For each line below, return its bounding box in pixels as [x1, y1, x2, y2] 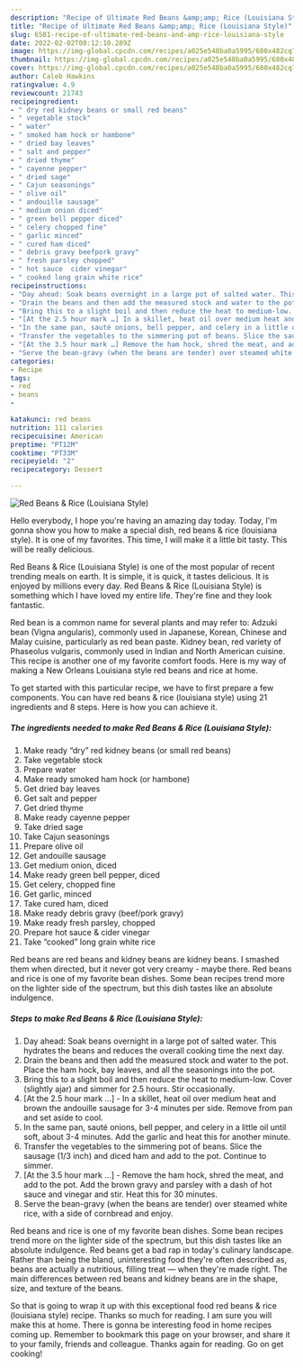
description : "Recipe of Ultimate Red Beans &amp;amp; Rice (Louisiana [10, 13, 284, 23]
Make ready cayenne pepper [22, 812, 130, 823]
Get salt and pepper [22, 792, 98, 803]
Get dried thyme [22, 802, 84, 813]
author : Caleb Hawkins [10, 72, 95, 81]
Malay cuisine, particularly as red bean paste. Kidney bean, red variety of [10, 636, 281, 647]
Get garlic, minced [22, 889, 93, 899]
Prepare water [22, 763, 76, 775]
